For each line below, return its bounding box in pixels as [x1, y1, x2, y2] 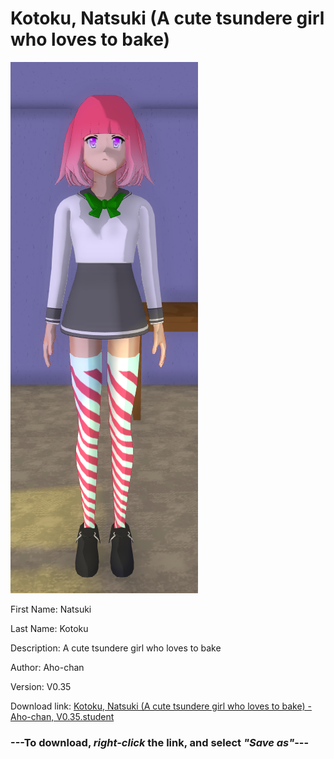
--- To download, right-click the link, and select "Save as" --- [10, 735, 310, 749]
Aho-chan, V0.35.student [10, 710, 115, 722]
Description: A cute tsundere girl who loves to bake [10, 642, 222, 654]
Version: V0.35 [10, 680, 72, 692]
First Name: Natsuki [10, 603, 92, 615]
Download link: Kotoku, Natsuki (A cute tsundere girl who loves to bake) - [10, 700, 312, 712]
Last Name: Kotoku [10, 622, 89, 634]
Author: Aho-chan [10, 661, 85, 673]
